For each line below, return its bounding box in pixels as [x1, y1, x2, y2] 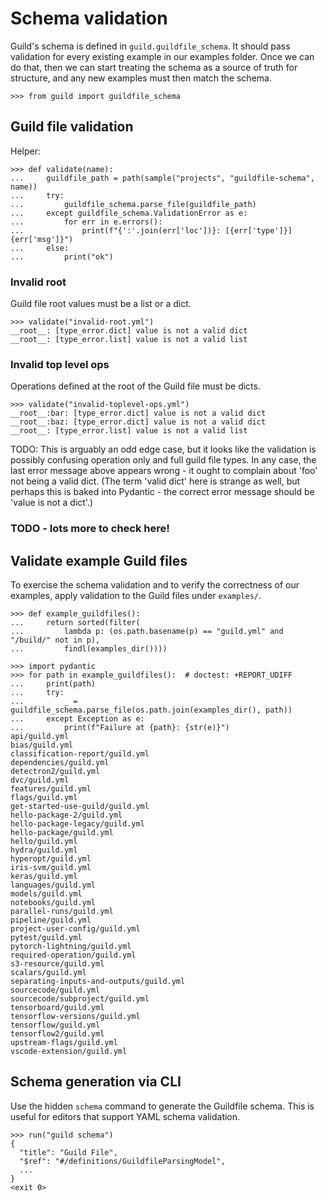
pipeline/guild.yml [10, 915, 92, 926]
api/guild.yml [10, 732, 70, 742]
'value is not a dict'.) [10, 497, 94, 509]
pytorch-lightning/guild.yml [10, 942, 132, 952]
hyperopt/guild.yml [10, 854, 92, 864]
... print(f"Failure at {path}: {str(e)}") [10, 723, 230, 733]
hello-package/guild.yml [10, 828, 114, 838]
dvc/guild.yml [10, 775, 70, 786]
